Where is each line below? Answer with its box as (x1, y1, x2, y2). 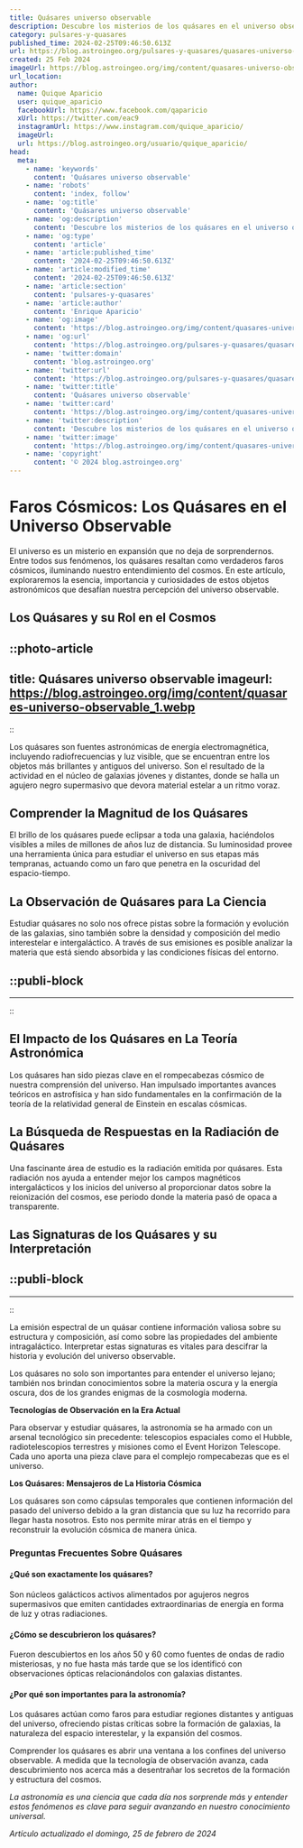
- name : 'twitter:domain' (25, 348, 124, 357)
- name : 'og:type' (25, 231, 95, 240)
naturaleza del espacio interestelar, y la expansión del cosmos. (9, 1728, 243, 1739)
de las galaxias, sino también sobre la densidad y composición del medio (9, 928, 281, 938)
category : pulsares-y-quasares (9, 30, 127, 39)
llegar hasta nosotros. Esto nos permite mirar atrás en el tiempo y (9, 1514, 252, 1525)
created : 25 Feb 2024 (9, 55, 91, 64)
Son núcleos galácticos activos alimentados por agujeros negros (9, 1589, 250, 1600)
